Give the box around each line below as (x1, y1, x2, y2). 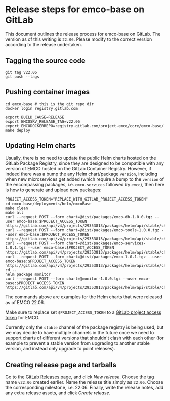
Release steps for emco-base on (5, 4, 145, 15)
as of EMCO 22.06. (5, 299, 45, 306)
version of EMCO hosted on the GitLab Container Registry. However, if (5, 166, 152, 172)
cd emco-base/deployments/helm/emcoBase (5, 201, 92, 207)
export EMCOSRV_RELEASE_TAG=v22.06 (5, 119, 80, 124)
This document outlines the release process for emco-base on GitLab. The (5, 31, 161, 37)
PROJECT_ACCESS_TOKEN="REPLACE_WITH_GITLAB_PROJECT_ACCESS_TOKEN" (5, 197, 148, 202)
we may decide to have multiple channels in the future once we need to (5, 330, 154, 336)
